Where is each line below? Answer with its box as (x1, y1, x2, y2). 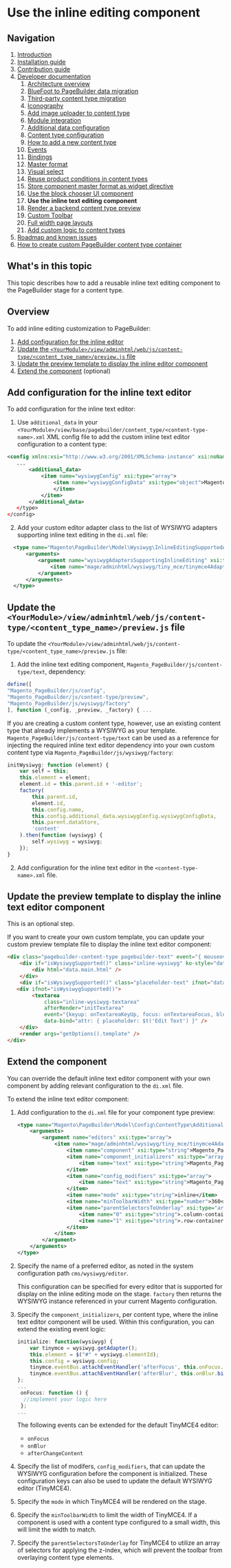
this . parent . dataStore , (32, 819, 100, 826)
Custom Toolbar (27, 211, 74, 219)
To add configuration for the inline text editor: (7, 405, 136, 414)
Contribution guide (16, 65, 71, 73)
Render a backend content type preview (27, 204, 142, 212)
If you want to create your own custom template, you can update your (7, 933, 205, 941)
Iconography (27, 102, 64, 109)
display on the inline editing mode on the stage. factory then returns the (16, 1289, 222, 1298)
